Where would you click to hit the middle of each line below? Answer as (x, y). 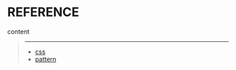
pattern (46, 59)
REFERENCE (43, 12)
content (19, 31)
